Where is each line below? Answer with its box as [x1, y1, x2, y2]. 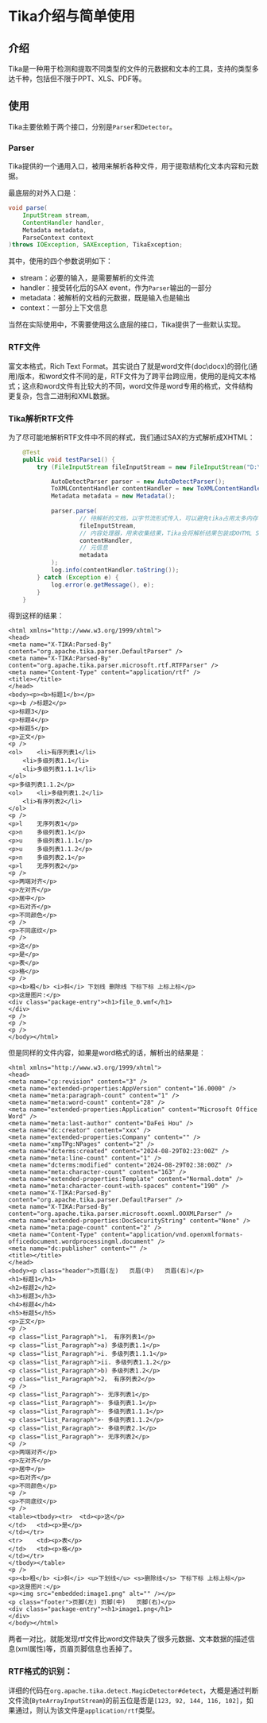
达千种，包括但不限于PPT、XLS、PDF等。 [8, 74, 146, 83]
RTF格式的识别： [8, 1666, 73, 1677]
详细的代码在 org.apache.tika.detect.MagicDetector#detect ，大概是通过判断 [8, 1686, 259, 1695]
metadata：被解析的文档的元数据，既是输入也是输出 [19, 293, 191, 303]
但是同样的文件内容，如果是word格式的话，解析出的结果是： [8, 1048, 207, 1058]
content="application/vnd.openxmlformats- [100, 1231, 244, 1239]
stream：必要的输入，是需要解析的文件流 [19, 273, 155, 283]
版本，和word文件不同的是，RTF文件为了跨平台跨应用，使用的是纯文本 [17, 371, 250, 381]
